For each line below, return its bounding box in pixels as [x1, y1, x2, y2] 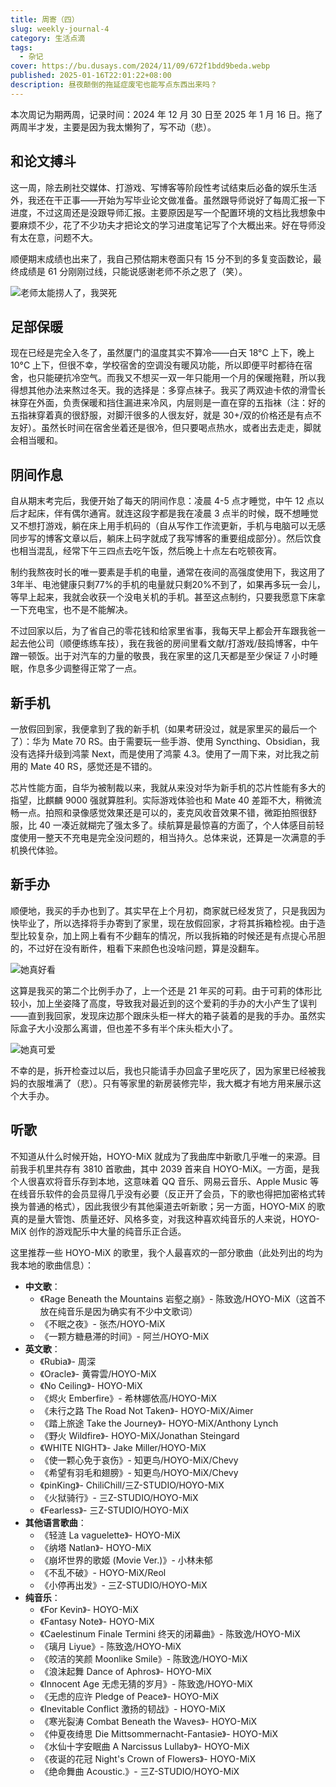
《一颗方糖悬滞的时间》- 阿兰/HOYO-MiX [39, 1330, 210, 1342]
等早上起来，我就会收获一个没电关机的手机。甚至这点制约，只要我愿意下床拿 [10, 591, 326, 603]
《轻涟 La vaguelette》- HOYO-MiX [39, 1529, 181, 1541]
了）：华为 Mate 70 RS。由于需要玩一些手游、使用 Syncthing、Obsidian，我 [10, 736, 320, 747]
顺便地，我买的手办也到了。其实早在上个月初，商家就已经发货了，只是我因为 [10, 904, 326, 916]
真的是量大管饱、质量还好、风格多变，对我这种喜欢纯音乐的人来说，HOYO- [10, 1212, 320, 1225]
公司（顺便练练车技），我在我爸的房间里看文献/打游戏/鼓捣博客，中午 [36, 637, 320, 650]
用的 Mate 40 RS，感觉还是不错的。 [10, 761, 158, 772]
